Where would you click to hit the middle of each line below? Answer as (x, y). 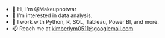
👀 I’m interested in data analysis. (52, 15)
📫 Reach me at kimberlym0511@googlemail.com (73, 28)
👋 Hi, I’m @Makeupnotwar (44, 9)
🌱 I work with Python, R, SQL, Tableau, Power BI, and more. (86, 22)
